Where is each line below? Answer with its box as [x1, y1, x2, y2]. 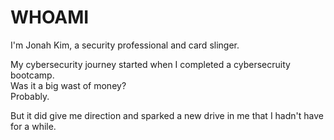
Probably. [10, 90, 50, 102]
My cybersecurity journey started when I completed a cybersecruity [10, 58, 291, 70]
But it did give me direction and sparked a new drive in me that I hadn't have [10, 109, 324, 121]
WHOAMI [10, 6, 90, 29]
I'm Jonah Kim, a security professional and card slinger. [10, 39, 240, 51]
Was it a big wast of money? [10, 79, 127, 91]
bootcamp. [10, 69, 55, 81]
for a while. [10, 120, 57, 132]
